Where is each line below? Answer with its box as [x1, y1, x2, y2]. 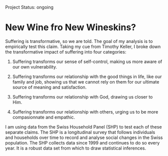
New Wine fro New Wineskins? [5, 22, 136, 33]
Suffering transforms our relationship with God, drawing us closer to [12, 93, 153, 99]
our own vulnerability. [12, 63, 57, 69]
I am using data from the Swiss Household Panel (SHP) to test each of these [5, 123, 162, 129]
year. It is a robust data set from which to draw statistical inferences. [5, 145, 146, 151]
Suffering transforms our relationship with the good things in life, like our [12, 73, 162, 79]
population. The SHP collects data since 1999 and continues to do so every [5, 139, 160, 145]
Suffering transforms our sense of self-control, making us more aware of [12, 58, 162, 64]
